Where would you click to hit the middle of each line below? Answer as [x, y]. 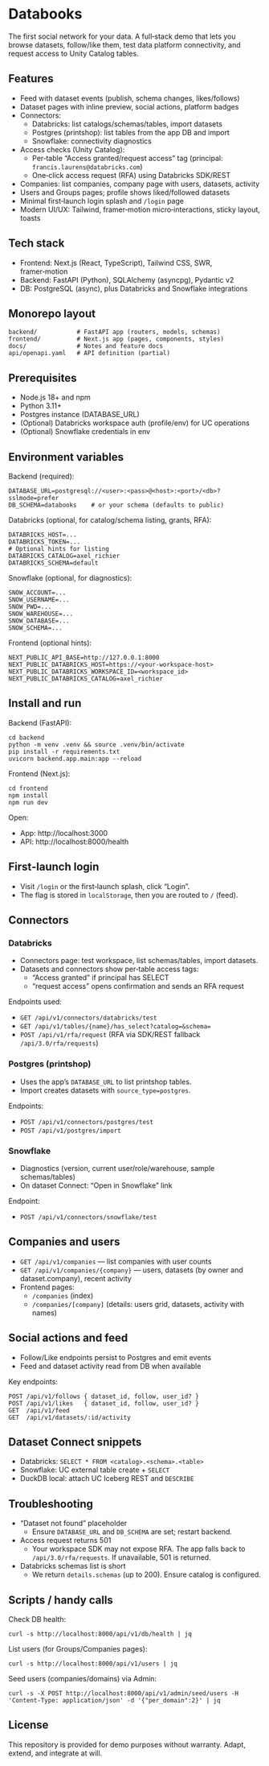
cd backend [26, 738]
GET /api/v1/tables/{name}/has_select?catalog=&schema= [115, 1027]
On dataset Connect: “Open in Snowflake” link [96, 1185]
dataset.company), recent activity [76, 1278]
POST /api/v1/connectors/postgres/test [87, 1122]
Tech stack [37, 244]
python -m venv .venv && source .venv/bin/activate [96, 744]
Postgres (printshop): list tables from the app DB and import [131, 132]
